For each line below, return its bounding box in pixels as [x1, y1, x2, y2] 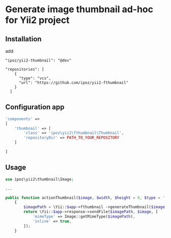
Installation [5, 35, 42, 43]
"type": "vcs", [18, 76, 51, 81]
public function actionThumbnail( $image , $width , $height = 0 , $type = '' [5, 195, 167, 200]
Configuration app [5, 103, 65, 111]
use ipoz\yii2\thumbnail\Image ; [5, 176, 74, 182]
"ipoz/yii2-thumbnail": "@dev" [5, 58, 72, 63]
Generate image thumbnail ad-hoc [5, 4, 154, 15]
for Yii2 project [5, 14, 70, 26]
